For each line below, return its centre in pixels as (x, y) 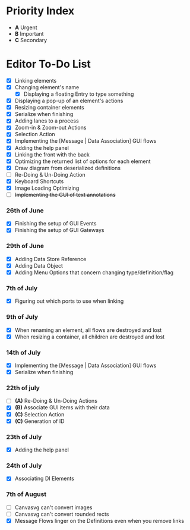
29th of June (25, 246)
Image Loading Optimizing (47, 188)
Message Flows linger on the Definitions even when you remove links (99, 520)
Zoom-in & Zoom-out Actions (50, 128)
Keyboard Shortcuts (39, 181)
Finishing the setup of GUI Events (56, 224)
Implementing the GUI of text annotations (65, 195)
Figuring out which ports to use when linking (69, 301)
